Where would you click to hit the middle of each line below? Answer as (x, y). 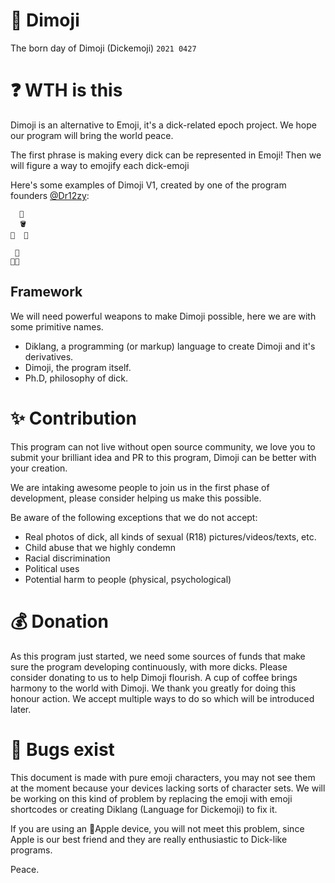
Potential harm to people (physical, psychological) (128, 579)
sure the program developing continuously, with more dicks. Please (149, 666)
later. (21, 709)
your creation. (39, 468)
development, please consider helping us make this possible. (136, 498)
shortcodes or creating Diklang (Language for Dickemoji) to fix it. (144, 809)
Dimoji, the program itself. (78, 367)
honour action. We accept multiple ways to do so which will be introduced (162, 698)
